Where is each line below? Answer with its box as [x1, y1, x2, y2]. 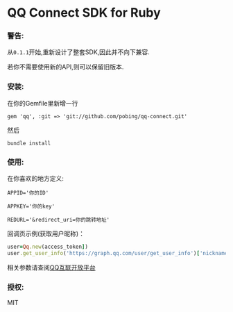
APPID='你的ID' [7, 190, 49, 197]
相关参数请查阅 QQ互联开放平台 [7, 263, 96, 272]
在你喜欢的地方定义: [7, 174, 64, 183]
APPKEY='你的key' [7, 203, 55, 210]
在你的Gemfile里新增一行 [7, 99, 78, 107]
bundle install [7, 140, 51, 147]
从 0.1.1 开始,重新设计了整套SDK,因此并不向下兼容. [7, 48, 150, 56]
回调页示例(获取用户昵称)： [7, 229, 85, 238]
